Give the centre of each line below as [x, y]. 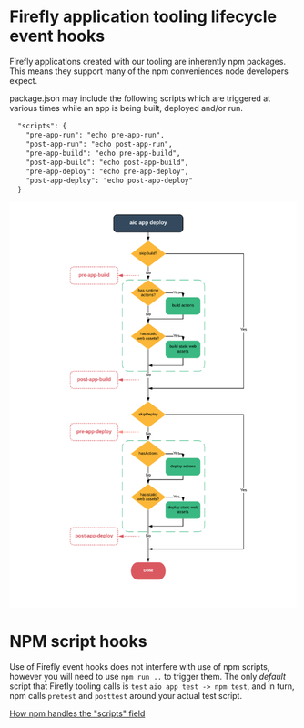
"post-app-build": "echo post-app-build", [107, 162]
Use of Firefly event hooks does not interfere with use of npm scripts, [140, 666]
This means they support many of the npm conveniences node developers [149, 71]
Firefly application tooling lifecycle [143, 17]
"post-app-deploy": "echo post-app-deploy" [110, 180]
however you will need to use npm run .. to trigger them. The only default [148, 676]
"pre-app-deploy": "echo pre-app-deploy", [107, 171]
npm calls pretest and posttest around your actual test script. [126, 695]
